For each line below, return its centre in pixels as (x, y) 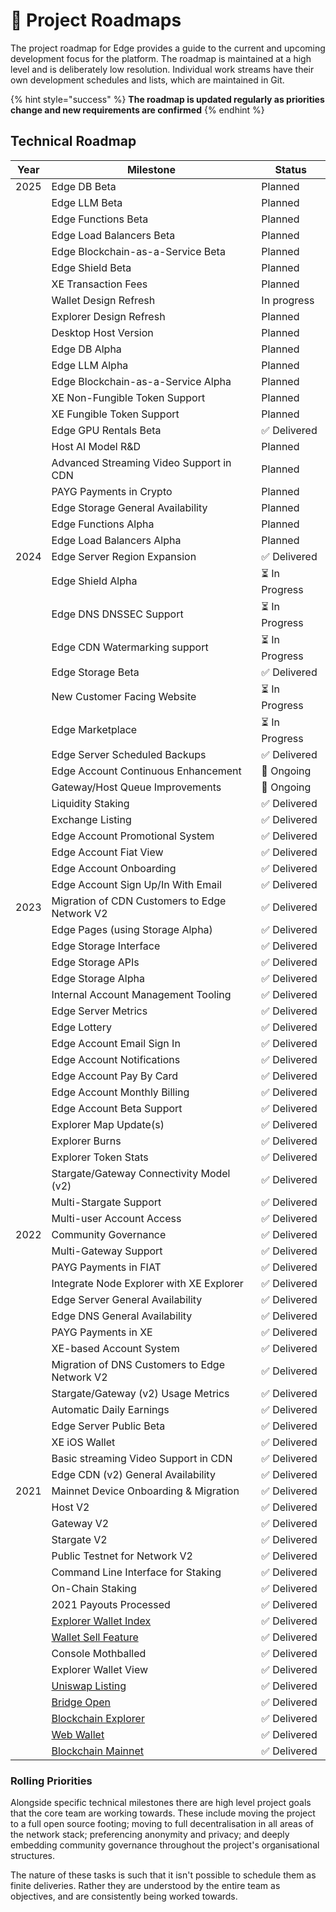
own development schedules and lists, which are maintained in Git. (147, 80)
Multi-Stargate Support (106, 1202)
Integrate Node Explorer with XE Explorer (147, 1283)
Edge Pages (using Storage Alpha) (132, 929)
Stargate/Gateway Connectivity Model (141, 1173)
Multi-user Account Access (116, 1218)
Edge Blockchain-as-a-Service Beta (138, 251)
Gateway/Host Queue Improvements (136, 787)
